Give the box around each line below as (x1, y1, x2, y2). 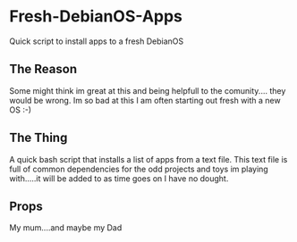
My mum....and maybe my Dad (9, 222, 123, 233)
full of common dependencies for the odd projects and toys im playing (9, 163, 268, 174)
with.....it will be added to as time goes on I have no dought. (9, 172, 229, 184)
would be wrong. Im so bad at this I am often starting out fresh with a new (9, 95, 281, 105)
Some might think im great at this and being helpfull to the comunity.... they (9, 85, 286, 96)
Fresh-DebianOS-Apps (9, 6, 183, 27)
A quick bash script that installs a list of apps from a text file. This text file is (9, 154, 288, 164)
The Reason (9, 62, 78, 77)
